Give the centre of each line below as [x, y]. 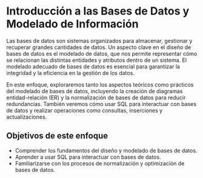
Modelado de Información [72, 24]
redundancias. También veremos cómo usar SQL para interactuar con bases [101, 104]
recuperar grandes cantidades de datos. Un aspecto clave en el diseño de [99, 47]
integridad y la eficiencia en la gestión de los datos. [71, 73]
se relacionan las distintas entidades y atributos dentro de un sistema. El [96, 60]
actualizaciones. [27, 117]
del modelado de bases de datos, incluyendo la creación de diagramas [95, 91]
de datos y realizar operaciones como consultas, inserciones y [85, 110]
